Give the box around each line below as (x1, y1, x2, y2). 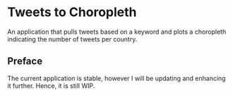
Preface (7, 56, 43, 67)
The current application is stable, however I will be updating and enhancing (7, 74, 226, 82)
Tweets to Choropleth (7, 4, 137, 20)
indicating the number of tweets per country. (7, 34, 138, 43)
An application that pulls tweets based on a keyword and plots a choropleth (7, 27, 227, 36)
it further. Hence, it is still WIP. (7, 82, 95, 90)
